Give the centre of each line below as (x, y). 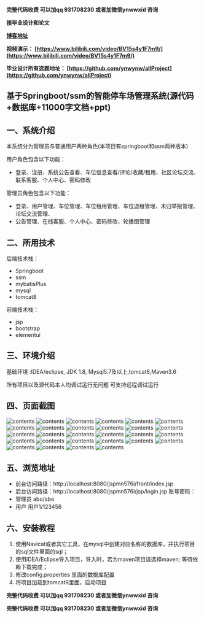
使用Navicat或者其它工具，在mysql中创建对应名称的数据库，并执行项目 (105, 544)
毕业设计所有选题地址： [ (38, 68)
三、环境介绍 (31, 356)
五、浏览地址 (31, 468)
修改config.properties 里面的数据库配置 (65, 575)
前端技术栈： (22, 310)
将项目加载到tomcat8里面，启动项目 (61, 582)
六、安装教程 (31, 528)
